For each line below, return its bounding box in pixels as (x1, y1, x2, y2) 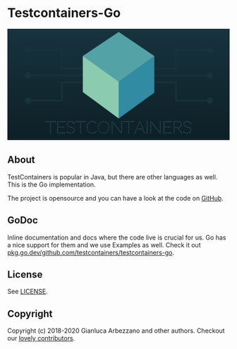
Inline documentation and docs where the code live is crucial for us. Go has (7, 233, 226, 242)
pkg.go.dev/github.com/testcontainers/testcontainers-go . (7, 248, 175, 256)
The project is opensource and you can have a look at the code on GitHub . (7, 194, 224, 202)
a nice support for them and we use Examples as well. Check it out (7, 240, 201, 249)
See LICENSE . (7, 288, 48, 296)
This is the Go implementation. (7, 180, 97, 189)
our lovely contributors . (7, 334, 75, 343)
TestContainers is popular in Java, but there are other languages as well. (7, 172, 218, 181)
